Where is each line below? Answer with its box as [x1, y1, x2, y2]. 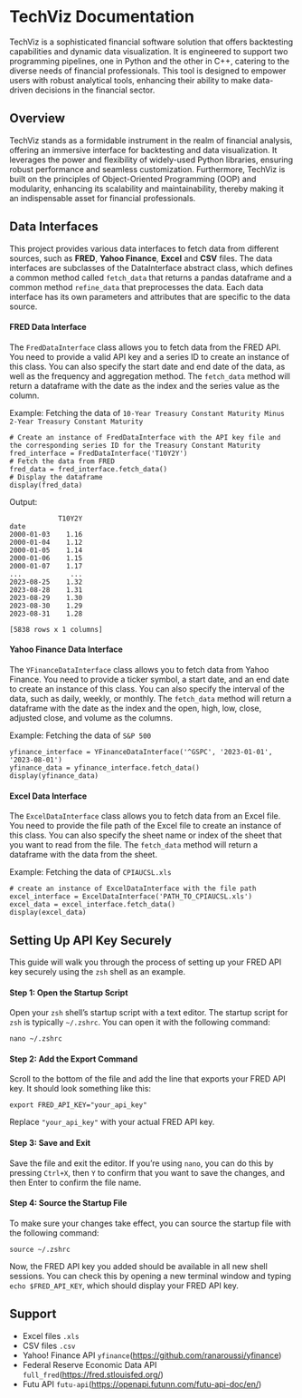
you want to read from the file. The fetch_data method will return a [9, 840, 258, 850]
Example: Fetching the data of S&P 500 [9, 730, 152, 741]
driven [9, 84, 33, 95]
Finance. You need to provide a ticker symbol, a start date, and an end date [9, 674, 289, 684]
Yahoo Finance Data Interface [9, 644, 124, 655]
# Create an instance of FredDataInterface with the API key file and [9, 432, 281, 442]
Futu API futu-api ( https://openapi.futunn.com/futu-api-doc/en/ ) [22, 1378, 262, 1389]
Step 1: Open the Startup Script [9, 986, 128, 998]
